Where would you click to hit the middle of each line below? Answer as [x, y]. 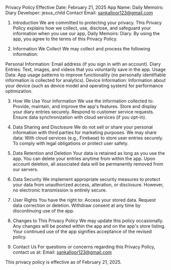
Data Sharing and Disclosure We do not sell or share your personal [83, 127]
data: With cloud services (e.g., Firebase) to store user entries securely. [88, 138]
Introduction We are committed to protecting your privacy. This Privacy [87, 23]
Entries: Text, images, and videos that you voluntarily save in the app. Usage [86, 69]
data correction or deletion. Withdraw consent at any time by [77, 205]
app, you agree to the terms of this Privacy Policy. [65, 39]
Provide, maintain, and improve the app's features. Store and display [84, 106]
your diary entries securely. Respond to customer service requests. [83, 112]
